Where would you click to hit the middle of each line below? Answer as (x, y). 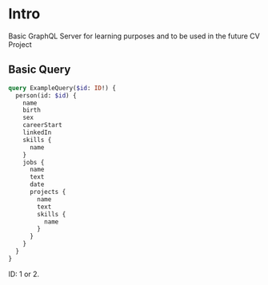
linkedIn (37, 133)
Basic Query (40, 70)
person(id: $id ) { (46, 95)
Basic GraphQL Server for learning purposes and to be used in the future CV (134, 36)
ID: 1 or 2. (24, 274)
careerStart (42, 125)
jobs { (34, 162)
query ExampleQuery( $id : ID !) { (62, 88)
